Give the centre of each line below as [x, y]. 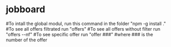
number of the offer [27, 40]
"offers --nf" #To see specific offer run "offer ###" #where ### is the [80, 34]
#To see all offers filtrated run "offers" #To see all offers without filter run [83, 29]
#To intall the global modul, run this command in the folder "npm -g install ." [86, 24]
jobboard [26, 9]
